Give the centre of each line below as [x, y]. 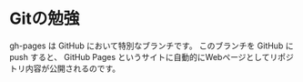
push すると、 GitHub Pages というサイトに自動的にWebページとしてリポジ [151, 56]
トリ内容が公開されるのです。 [65, 68]
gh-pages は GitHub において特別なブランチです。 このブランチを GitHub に [151, 46]
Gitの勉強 [45, 19]
